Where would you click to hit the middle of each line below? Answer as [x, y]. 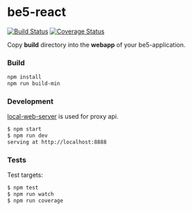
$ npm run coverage [35, 201]
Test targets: [25, 175]
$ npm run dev [28, 136]
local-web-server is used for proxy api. [63, 117]
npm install [24, 77]
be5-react [37, 12]
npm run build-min [34, 84]
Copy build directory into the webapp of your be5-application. [96, 44]
